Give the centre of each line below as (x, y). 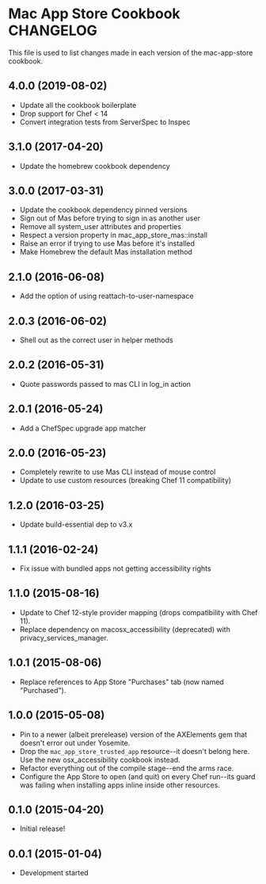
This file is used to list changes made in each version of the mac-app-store (131, 52)
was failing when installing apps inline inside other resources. (120, 785)
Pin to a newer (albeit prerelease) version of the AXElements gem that (133, 734)
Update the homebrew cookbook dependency (95, 166)
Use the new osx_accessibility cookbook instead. (100, 760)
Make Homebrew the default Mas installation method (106, 252)
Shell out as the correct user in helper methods (96, 340)
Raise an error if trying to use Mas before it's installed (107, 243)
